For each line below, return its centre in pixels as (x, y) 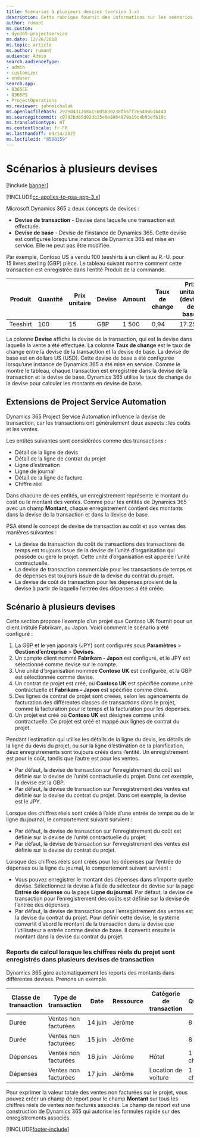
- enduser (18, 78)
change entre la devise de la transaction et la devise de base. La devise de (98, 351)
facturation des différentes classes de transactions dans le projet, (95, 703)
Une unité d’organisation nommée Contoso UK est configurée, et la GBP (103, 671)
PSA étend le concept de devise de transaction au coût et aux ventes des (96, 526)
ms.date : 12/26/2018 (32, 39)
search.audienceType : (33, 61)
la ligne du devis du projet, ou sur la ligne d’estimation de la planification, (95, 746)
